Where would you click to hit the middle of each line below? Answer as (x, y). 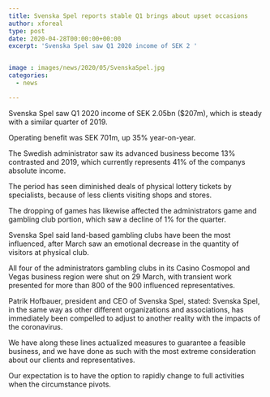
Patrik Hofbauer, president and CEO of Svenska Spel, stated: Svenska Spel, (134, 300)
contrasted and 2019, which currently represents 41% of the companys (127, 162)
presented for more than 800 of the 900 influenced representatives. (122, 285)
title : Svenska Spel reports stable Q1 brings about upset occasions (129, 16)
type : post (27, 31)
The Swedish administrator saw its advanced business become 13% (122, 153)
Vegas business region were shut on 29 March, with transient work (120, 276)
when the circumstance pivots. (60, 384)
